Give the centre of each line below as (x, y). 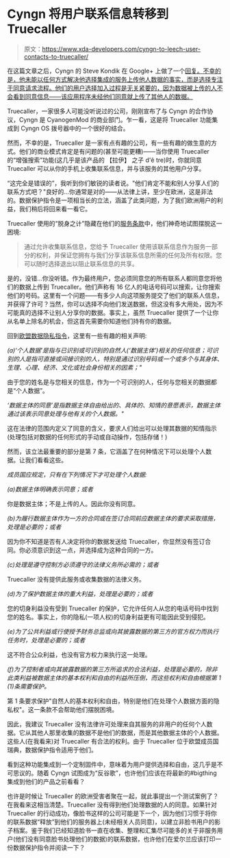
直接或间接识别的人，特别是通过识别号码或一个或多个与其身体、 (133, 359)
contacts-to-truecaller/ (56, 56)
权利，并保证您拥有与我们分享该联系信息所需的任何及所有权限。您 (129, 255)
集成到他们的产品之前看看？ (46, 781)
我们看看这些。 (46, 460)
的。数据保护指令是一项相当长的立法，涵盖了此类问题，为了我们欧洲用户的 (112, 200)
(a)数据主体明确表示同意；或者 (50, 489)
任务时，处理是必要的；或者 (46, 640)
